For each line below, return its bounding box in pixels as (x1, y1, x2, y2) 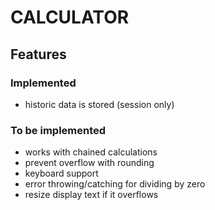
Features (10, 46, 67, 63)
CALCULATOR (10, 6, 130, 29)
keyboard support (24, 167, 99, 180)
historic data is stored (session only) (24, 98, 175, 110)
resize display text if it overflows (24, 189, 159, 201)
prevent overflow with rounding (24, 157, 155, 169)
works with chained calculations (24, 146, 158, 158)
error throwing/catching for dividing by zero (24, 178, 206, 190)
